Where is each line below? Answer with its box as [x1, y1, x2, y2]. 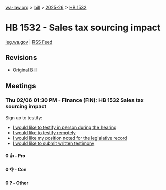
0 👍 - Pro [5, 153, 25, 159]
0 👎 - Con [5, 166, 27, 172]
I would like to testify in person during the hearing [12, 124, 117, 131]
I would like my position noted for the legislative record [12, 135, 127, 141]
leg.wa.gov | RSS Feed [5, 39, 53, 45]
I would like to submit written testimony [12, 140, 95, 146]
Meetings [5, 82, 37, 90]
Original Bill [12, 67, 37, 73]
